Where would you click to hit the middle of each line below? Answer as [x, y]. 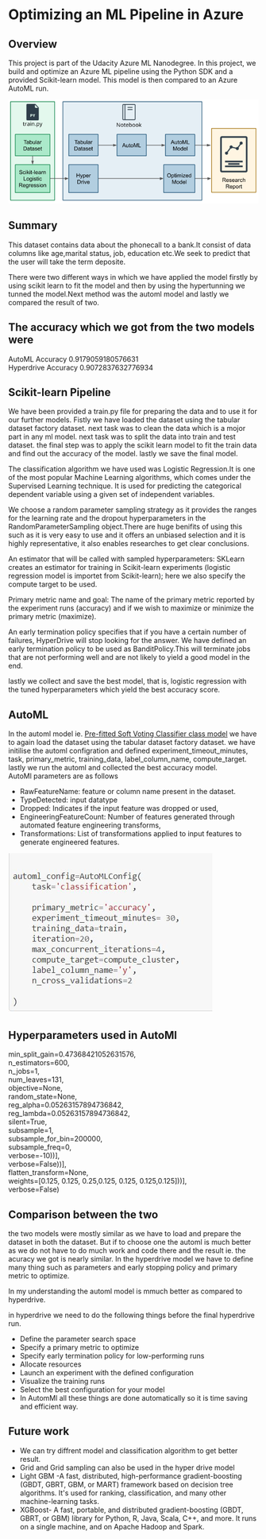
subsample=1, [31, 1130]
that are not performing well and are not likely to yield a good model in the [129, 657]
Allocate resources [50, 1364]
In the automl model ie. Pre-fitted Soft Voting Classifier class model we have [133, 734]
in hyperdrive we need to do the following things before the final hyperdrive [132, 1315]
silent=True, [28, 1122]
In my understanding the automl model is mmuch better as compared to [125, 1291]
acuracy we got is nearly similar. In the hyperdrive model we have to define [131, 1258]
